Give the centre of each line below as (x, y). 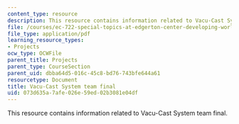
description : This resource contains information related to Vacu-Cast (116, 21)
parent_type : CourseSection (49, 67)
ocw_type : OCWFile (34, 54)
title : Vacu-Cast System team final (62, 86)
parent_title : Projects (43, 60)
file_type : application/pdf (49, 34)
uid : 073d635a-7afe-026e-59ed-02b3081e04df (73, 93)
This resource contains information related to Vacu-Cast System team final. (117, 113)
